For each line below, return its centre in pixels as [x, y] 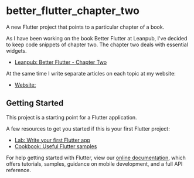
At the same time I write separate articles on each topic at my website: [91, 73]
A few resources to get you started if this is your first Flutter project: [88, 129]
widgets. [17, 50]
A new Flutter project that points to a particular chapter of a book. [85, 27]
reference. [18, 170]
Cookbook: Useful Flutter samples [56, 146]
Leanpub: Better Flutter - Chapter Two [61, 62]
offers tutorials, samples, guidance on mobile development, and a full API [94, 164]
